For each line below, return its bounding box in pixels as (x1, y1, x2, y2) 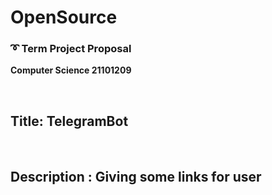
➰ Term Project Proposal (10, 42, 132, 56)
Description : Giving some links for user (10, 168, 262, 185)
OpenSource (10, 6, 118, 29)
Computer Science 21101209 (10, 64, 132, 76)
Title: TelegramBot (10, 112, 129, 130)
